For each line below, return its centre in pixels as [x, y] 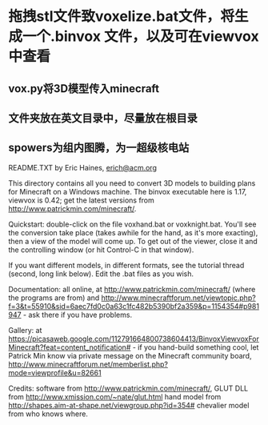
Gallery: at [25, 330]
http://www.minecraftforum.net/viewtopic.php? [178, 298]
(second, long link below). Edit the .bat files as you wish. [101, 274]
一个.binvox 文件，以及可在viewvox [141, 36]
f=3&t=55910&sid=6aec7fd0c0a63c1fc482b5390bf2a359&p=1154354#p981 [134, 306]
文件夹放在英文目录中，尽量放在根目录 [103, 118]
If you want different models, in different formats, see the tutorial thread [126, 265]
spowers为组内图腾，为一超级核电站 [99, 148]
